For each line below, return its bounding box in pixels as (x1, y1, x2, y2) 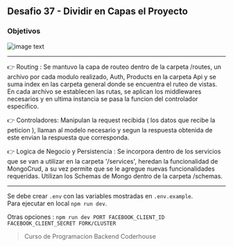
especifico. (7, 102, 40, 110)
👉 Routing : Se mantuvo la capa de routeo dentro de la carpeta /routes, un (7, 62, 222, 71)
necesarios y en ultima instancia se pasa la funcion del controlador (7, 94, 198, 103)
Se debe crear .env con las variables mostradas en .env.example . (7, 191, 193, 200)
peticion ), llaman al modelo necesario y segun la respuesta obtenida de (7, 126, 213, 134)
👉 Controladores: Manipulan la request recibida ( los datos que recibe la (7, 116, 216, 124)
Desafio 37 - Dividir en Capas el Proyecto (7, 6, 189, 17)
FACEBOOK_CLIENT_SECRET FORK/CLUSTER (7, 220, 116, 227)
